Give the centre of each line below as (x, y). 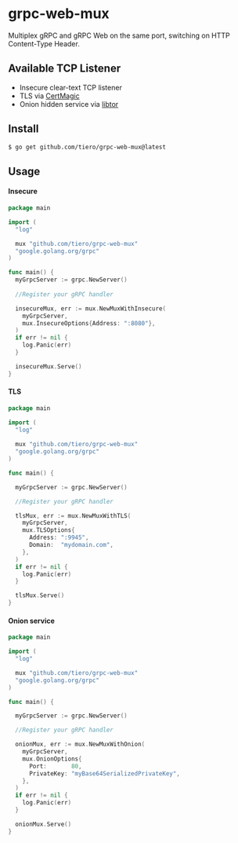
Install (23, 129)
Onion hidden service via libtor (69, 104)
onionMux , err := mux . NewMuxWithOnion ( (80, 744)
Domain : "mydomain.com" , (71, 545)
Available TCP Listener (65, 69)
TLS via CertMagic (49, 96)
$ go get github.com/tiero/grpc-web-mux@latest (87, 147)
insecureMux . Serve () (49, 366)
